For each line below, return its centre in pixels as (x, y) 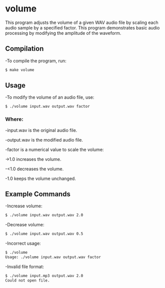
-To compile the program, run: (36, 61)
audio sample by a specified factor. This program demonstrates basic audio (82, 27)
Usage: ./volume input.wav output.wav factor (53, 257)
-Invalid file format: (25, 267)
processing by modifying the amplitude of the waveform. (63, 33)
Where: (14, 119)
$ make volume (20, 70)
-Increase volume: (24, 206)
